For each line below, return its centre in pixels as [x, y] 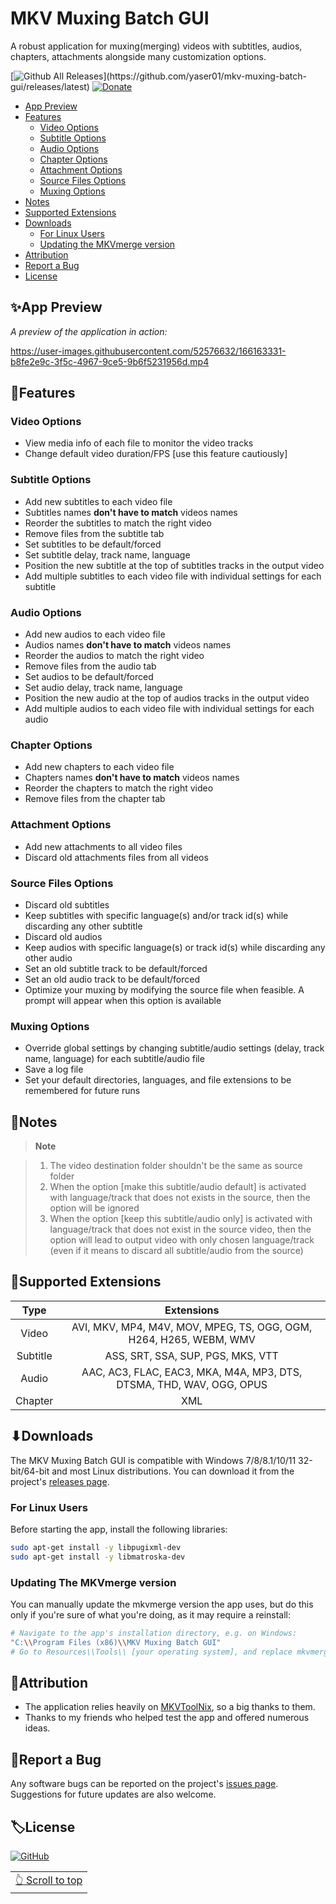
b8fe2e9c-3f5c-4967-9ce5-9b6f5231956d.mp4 [110, 361]
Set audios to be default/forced [89, 677]
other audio [48, 958]
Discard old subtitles [67, 904]
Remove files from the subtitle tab [94, 533]
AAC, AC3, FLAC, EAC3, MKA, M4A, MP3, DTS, [192, 1372]
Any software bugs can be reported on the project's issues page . [144, 1784]
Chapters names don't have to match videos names [132, 778]
